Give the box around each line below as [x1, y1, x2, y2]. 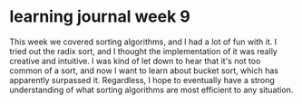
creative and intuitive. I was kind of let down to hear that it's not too [9, 55, 261, 66]
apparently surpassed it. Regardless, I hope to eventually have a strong [9, 74, 275, 85]
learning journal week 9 [9, 6, 190, 27]
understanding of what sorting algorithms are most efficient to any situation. [9, 84, 294, 95]
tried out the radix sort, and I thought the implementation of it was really [9, 45, 278, 56]
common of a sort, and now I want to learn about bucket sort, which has [9, 65, 279, 76]
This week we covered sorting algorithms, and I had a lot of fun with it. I [9, 36, 278, 47]
